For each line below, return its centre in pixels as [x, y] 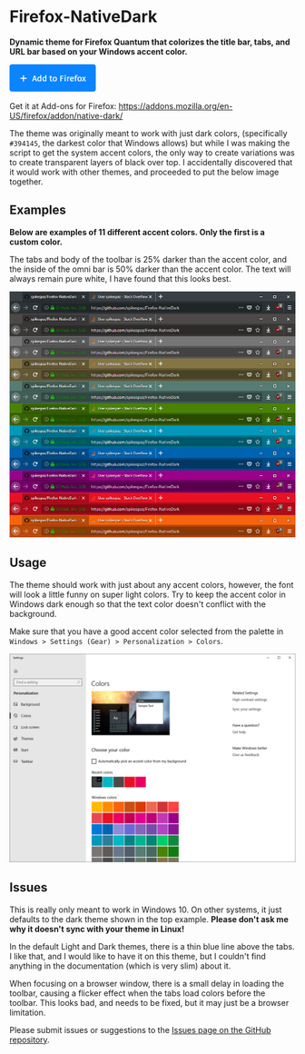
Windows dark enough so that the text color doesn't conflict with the [138, 604]
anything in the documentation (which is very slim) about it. [120, 966]
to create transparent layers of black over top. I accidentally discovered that [151, 162]
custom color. [36, 242]
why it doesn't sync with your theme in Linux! [97, 929]
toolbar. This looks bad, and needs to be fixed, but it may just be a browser [149, 1002]
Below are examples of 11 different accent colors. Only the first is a [137, 232]
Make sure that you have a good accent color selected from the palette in [147, 631]
